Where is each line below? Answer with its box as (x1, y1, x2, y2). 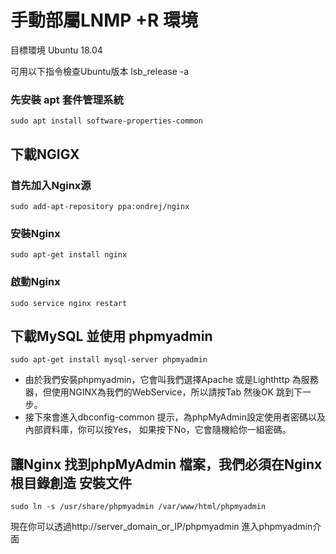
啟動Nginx (10, 275, 61, 289)
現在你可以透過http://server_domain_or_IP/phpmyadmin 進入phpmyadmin (10, 521, 313, 533)
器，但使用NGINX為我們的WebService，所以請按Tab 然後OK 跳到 (24, 386, 294, 398)
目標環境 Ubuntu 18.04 (10, 44, 103, 56)
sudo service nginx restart (10, 298, 128, 308)
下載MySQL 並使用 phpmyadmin (10, 327, 213, 345)
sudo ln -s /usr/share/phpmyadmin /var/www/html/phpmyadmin (10, 502, 267, 512)
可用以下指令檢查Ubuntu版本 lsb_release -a (10, 65, 190, 77)
